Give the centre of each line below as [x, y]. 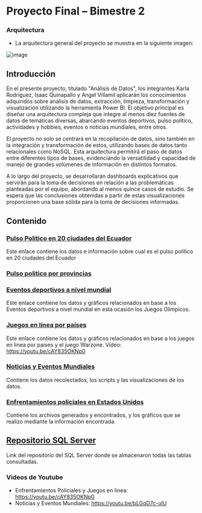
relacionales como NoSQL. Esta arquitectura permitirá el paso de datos [94, 152]
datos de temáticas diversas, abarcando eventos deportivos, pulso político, [99, 121]
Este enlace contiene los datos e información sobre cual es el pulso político [100, 251]
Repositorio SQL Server [51, 441]
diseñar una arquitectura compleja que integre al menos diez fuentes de [96, 114]
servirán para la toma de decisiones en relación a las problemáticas [90, 183]
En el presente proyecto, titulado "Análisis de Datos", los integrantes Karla [98, 88]
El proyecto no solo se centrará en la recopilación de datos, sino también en [100, 139]
